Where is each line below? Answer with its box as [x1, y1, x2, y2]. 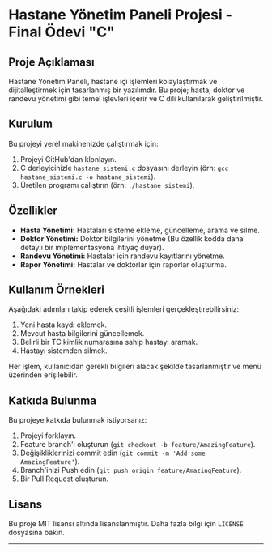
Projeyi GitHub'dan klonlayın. [19, 154, 117, 164]
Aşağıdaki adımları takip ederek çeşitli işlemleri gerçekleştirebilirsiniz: [8, 304, 240, 314]
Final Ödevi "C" [8, 23, 115, 41]
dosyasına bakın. [8, 528, 65, 538]
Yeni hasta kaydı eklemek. [19, 320, 108, 330]
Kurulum [8, 117, 53, 131]
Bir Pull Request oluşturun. [19, 474, 109, 483]
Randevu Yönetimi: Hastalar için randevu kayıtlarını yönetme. [19, 251, 225, 261]
